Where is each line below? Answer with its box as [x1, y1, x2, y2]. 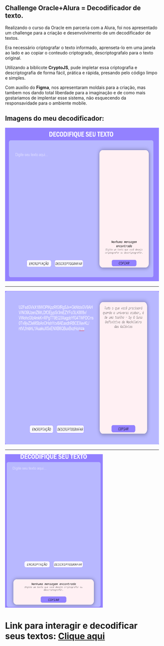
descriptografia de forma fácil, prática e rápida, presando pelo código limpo [5, 70, 158, 76]
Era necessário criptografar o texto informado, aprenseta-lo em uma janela [5, 44, 156, 51]
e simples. [5, 75, 26, 81]
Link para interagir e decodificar [5, 620, 138, 631]
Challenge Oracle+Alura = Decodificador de [5, 4, 141, 12]
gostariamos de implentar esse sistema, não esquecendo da [5, 95, 126, 101]
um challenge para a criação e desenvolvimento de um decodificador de [5, 29, 151, 36]
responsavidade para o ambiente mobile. [5, 100, 87, 106]
